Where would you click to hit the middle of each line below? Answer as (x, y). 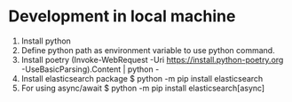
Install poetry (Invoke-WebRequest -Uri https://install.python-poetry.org (152, 59)
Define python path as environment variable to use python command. (148, 50)
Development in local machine (122, 16)
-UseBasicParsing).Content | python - (90, 69)
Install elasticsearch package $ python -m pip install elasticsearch (142, 78)
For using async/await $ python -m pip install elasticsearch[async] (143, 88)
